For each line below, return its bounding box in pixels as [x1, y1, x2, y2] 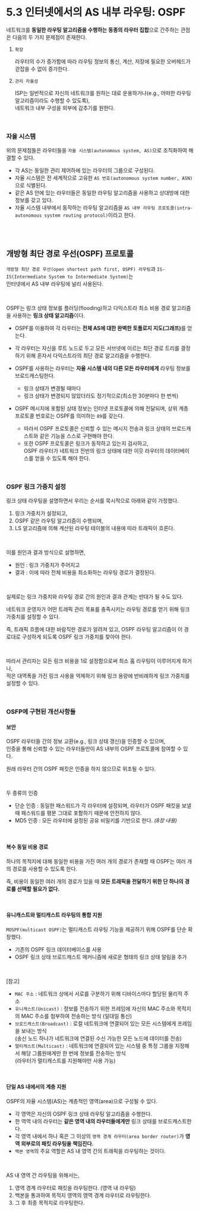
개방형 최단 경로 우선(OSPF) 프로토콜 [6, 248, 134, 259]
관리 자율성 [14, 78, 39, 84]
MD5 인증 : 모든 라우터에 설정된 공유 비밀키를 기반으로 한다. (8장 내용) [14, 817, 177, 824]
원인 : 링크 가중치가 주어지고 [14, 562, 80, 569]
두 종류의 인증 [6, 790, 39, 797]
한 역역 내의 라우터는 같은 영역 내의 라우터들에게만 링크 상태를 [14, 1118, 157, 1125]
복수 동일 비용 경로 [6, 843, 49, 851]
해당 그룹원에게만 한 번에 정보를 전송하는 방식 [21, 1050, 126, 1057]
